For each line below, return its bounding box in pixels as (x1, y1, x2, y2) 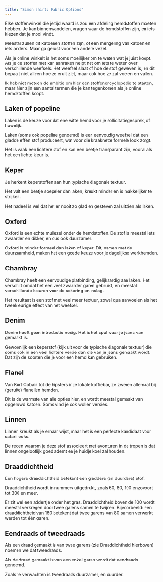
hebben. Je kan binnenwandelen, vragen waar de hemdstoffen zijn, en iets (5, 25, 155, 32)
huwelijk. (5, 123, 23, 128)
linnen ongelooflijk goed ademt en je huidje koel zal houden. (5, 448, 126, 454)
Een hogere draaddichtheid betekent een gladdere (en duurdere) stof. (5, 476, 145, 481)
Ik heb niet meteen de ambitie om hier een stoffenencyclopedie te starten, (5, 80, 153, 86)
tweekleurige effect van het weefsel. (5, 302, 78, 308)
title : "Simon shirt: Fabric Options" (5, 7, 84, 12)
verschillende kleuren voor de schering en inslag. (5, 288, 104, 293)
